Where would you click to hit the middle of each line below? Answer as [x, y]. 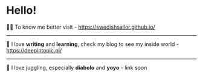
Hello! [21, 10]
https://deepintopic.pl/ [34, 50]
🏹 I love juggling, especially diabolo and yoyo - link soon [77, 67]
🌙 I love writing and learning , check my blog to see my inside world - [93, 44]
